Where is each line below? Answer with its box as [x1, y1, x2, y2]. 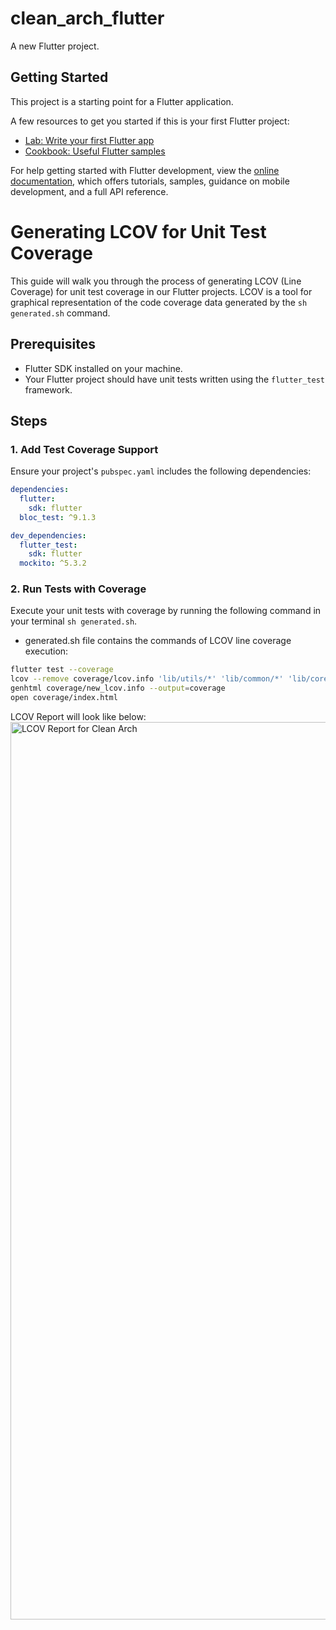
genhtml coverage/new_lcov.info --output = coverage [10, 683, 226, 694]
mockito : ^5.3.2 [19, 558, 87, 569]
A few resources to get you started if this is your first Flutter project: [10, 115, 290, 127]
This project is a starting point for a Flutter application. [10, 95, 234, 107]
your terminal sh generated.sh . [10, 615, 138, 627]
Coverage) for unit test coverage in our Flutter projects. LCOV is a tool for [10, 285, 313, 297]
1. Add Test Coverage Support [10, 442, 159, 456]
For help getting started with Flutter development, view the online [10, 164, 280, 176]
